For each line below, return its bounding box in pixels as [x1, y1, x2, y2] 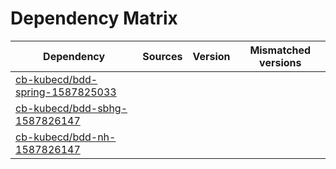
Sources [142, 49, 183, 63]
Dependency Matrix [10, 7, 178, 30]
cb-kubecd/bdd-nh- [15, 130, 117, 144]
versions [259, 55, 302, 69]
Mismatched [249, 43, 312, 57]
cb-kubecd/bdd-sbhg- [15, 101, 128, 115]
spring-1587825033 [15, 85, 117, 99]
